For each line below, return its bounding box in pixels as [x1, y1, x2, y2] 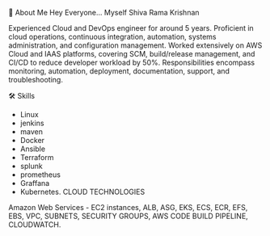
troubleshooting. [8, 75, 63, 84]
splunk [19, 162, 43, 171]
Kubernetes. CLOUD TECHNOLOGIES [19, 187, 146, 196]
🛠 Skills [8, 91, 35, 100]
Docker [19, 136, 45, 145]
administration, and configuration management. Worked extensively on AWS [8, 40, 263, 50]
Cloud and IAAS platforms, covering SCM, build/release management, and [8, 49, 255, 58]
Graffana [19, 179, 50, 188]
